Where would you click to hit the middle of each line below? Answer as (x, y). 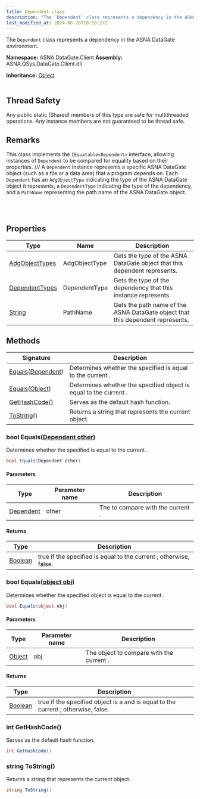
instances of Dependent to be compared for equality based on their (87, 161)
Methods (23, 341)
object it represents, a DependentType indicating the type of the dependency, (99, 186)
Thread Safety (33, 100)
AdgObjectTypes (33, 263)
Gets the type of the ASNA (150, 256)
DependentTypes (33, 288)
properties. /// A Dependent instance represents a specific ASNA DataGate (96, 167)
